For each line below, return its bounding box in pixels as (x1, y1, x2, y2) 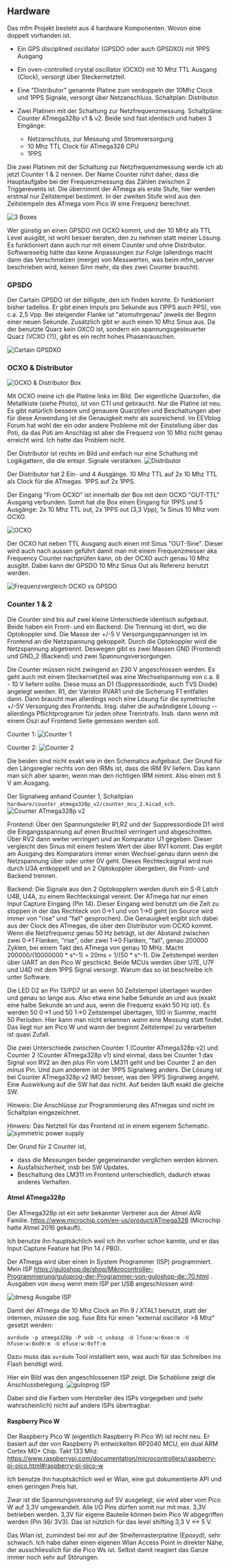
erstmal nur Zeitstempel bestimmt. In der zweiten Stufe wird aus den (7, 192, 201, 200)
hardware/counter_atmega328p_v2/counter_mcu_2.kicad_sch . (7, 799, 175, 807)
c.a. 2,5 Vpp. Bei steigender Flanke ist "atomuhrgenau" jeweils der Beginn (7, 311, 217, 319)
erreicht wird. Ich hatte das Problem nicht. (7, 436, 126, 444)
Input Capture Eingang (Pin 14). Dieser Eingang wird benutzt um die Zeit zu (7, 899, 219, 908)
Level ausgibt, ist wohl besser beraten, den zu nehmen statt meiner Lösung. (7, 233, 222, 242)
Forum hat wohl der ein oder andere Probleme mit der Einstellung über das (7, 421, 219, 430)
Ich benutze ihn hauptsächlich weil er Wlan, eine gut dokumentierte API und (7, 1475, 222, 1483)
